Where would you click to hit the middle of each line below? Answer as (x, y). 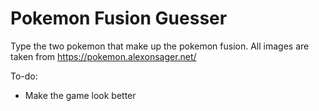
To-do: (24, 76)
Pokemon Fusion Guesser (119, 18)
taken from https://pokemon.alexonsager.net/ (103, 56)
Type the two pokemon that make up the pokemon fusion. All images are (160, 46)
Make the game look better (80, 95)
